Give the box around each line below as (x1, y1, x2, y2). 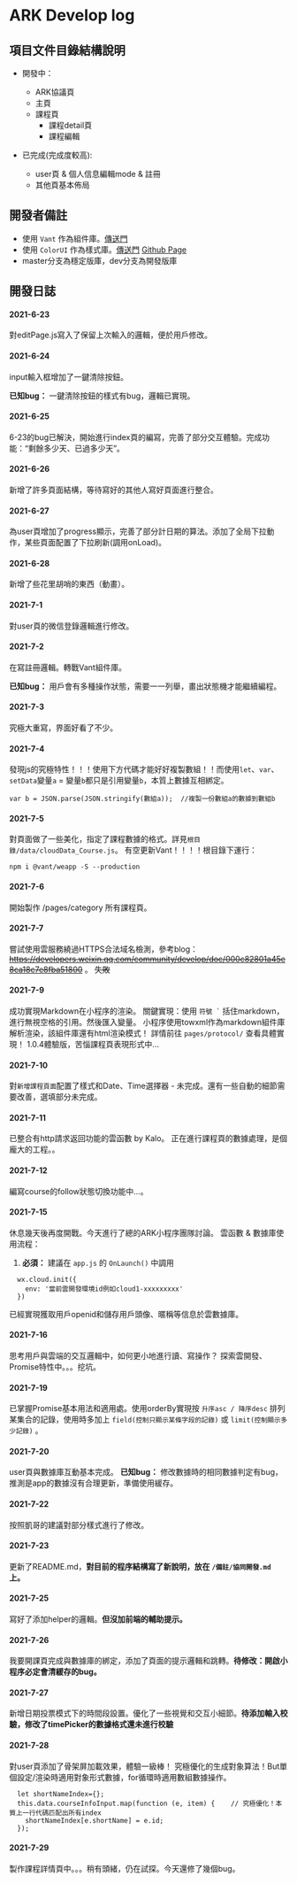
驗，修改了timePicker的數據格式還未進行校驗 (9, 1719, 174, 1730)
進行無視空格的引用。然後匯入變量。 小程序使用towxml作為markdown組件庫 (9, 1017, 286, 1028)
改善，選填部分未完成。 (16, 1092, 103, 1102)
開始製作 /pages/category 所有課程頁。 (9, 902, 152, 913)
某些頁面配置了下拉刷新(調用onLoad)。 (24, 537, 166, 548)
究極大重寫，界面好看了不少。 (9, 722, 118, 733)
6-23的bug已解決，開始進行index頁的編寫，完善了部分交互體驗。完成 (9, 431, 263, 443)
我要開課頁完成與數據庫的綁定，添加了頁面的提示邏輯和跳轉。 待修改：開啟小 (9, 1655, 288, 1666)
